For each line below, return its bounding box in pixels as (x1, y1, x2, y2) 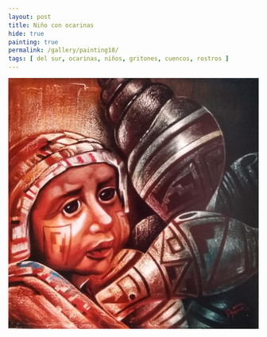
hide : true (8, 29, 44, 37)
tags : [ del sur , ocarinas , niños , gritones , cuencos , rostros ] (8, 55, 230, 63)
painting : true (8, 38, 59, 46)
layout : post (8, 13, 52, 21)
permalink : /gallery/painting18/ (8, 46, 119, 55)
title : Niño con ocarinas (8, 21, 94, 29)
